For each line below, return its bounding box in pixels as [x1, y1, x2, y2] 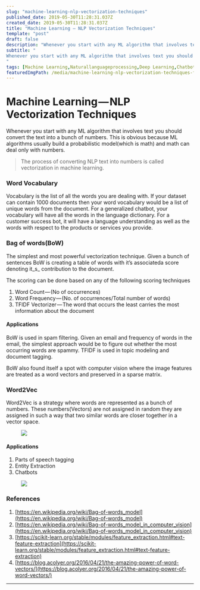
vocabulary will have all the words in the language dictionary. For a [6, 212, 170, 219]
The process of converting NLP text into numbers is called [20, 158, 164, 165]
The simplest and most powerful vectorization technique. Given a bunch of [6, 252, 189, 259]
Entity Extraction [14, 462, 55, 470]
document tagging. [6, 353, 53, 360]
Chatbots [14, 469, 37, 476]
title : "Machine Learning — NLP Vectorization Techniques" [6, 25, 156, 32]
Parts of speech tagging [14, 456, 74, 463]
